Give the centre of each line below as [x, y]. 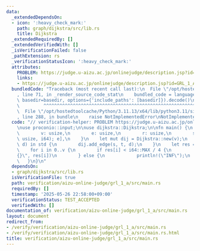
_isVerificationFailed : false [49, 51]
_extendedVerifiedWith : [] [45, 45]
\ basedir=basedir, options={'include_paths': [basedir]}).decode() [104, 100]
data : [13, 12]
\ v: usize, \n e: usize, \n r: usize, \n [94, 134]
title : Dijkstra [37, 34]
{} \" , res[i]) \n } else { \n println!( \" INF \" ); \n [104, 155]
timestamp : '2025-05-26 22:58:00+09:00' [62, 194]
